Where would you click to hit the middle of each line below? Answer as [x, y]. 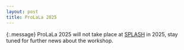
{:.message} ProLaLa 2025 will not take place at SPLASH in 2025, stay [92, 34]
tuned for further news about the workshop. [60, 40]
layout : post [22, 12]
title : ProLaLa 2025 [32, 17]
